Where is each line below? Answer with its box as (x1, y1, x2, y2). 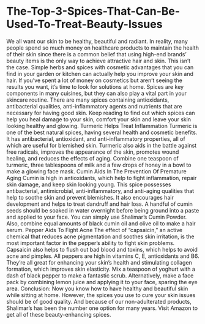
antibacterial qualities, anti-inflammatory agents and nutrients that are (6, 102, 182, 110)
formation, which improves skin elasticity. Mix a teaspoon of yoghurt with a (6, 265, 196, 273)
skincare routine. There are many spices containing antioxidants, (6, 96, 170, 104)
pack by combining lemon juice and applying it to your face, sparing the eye (6, 278, 198, 285)
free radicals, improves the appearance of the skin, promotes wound (6, 148, 179, 156)
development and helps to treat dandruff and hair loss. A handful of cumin (6, 200, 193, 208)
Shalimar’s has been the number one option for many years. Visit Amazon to (6, 304, 198, 312)
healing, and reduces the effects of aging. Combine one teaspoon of (6, 154, 179, 162)
